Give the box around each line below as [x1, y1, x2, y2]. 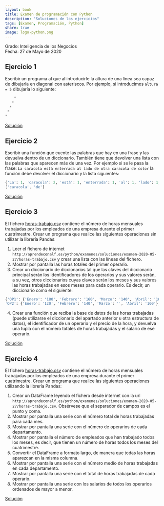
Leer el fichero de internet [12, 246, 65, 252]
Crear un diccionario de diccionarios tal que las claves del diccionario [12, 266, 152, 272]
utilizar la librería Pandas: [5, 236, 56, 242]
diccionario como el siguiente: [12, 287, 73, 293]
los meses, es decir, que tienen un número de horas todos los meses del [12, 439, 158, 445]
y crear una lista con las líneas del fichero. [57, 256, 143, 262]
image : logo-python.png [5, 30, 54, 35]
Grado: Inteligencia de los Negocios [5, 44, 77, 49]
